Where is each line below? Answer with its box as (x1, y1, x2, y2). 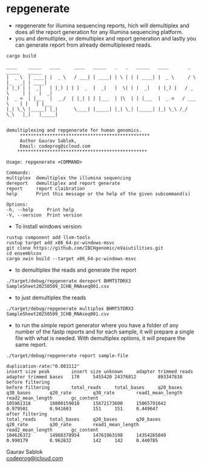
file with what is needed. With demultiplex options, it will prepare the (15, 334, 186, 341)
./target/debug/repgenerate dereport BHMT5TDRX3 (6, 278, 131, 284)
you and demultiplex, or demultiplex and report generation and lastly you (15, 35, 197, 42)
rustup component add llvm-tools (6, 234, 91, 241)
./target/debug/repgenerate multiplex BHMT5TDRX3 (6, 306, 134, 312)
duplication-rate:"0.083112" (6, 363, 80, 369)
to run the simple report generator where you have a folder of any (15, 321, 179, 329)
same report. (15, 341, 47, 348)
